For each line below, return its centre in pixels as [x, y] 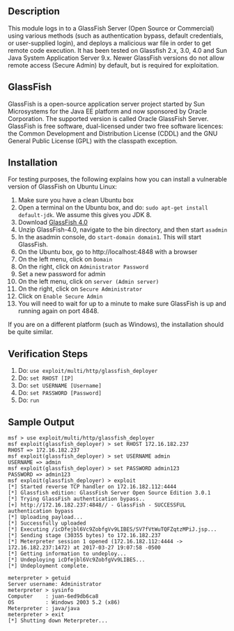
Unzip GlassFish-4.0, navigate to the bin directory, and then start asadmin [123, 230]
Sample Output [41, 422]
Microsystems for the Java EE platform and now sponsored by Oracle [108, 111]
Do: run [29, 400]
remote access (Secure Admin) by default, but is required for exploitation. [114, 65]
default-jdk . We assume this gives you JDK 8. [85, 215]
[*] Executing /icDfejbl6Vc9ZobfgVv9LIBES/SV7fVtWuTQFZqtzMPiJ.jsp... [112, 529]
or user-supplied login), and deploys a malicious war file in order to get [110, 43]
